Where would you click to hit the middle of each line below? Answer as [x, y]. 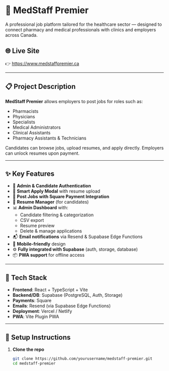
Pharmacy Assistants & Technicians [49, 138]
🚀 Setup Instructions [38, 337]
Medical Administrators [37, 127]
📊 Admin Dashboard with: [40, 208]
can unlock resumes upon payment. [42, 153]
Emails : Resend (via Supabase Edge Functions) [62, 306]
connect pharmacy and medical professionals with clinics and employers [81, 29]
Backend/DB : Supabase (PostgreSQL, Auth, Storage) [67, 295]
